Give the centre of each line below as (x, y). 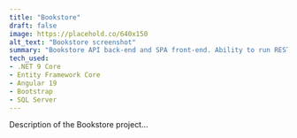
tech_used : (29, 58)
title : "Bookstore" (45, 17)
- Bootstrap (31, 91)
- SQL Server (33, 100)
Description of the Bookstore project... (79, 125)
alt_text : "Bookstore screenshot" (73, 42)
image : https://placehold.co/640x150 (79, 34)
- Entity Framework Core (55, 75)
